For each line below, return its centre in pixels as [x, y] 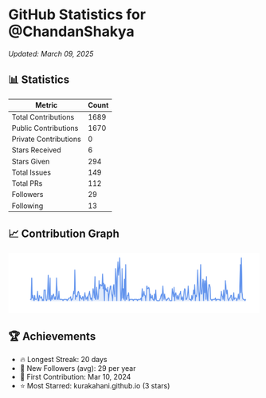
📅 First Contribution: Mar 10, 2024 [75, 377]
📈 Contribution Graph [64, 234]
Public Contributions [45, 128]
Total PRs [27, 183]
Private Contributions [46, 139]
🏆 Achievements [52, 336]
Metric [47, 105]
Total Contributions [43, 116]
